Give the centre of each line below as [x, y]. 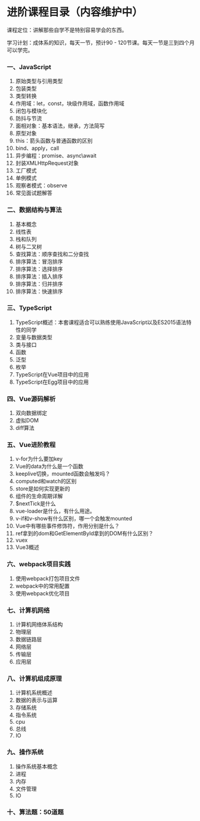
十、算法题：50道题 [36, 812]
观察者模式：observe [41, 186]
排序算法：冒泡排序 [39, 261]
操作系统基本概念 [36, 766]
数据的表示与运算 [36, 700]
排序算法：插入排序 [39, 276]
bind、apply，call [37, 148]
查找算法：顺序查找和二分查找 [52, 254]
